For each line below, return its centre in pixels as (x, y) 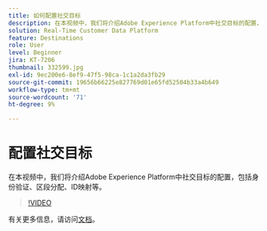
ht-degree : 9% (32, 104)
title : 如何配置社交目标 (45, 16)
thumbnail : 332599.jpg (46, 68)
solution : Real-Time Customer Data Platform (83, 30)
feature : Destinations (46, 38)
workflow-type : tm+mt (44, 90)
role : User (26, 45)
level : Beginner (35, 53)
